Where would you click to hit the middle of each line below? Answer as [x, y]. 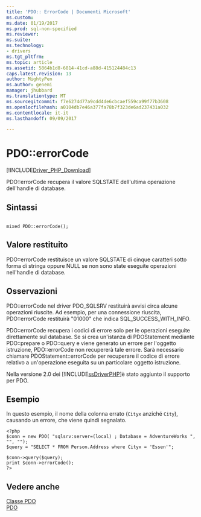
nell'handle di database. [36, 272]
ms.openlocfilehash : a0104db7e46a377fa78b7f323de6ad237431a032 [88, 107]
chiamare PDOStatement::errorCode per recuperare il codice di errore [93, 356]
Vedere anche [33, 487]
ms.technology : [25, 46]
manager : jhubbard [29, 90]
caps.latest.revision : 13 [39, 74]
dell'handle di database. [36, 188]
